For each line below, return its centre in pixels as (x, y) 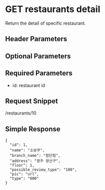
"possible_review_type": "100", (43, 170)
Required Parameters (39, 73)
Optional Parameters (38, 56)
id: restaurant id (28, 85)
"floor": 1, (22, 165)
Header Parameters (36, 39)
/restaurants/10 (21, 113)
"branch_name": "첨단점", (35, 156)
